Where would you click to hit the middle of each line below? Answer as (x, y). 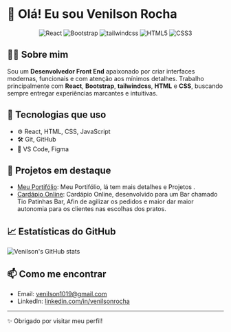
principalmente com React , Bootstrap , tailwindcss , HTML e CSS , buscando (115, 86)
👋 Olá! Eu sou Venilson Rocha (92, 14)
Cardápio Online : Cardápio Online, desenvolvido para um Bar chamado (117, 195)
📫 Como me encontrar (57, 274)
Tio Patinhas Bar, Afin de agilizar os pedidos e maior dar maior (105, 201)
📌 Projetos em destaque (59, 170)
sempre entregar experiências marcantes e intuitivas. (82, 93)
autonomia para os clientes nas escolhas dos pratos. (91, 209)
